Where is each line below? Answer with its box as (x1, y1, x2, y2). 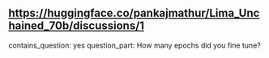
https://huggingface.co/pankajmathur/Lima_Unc (8, 6, 260, 20)
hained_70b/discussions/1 (8, 19, 144, 33)
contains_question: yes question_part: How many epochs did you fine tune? (8, 40, 261, 50)
